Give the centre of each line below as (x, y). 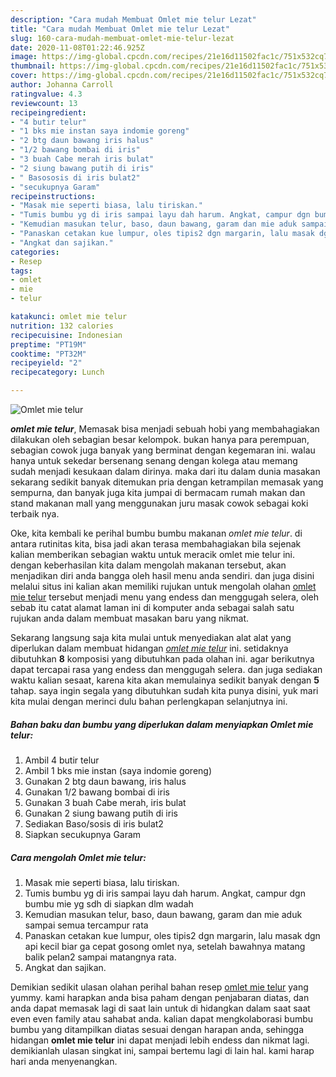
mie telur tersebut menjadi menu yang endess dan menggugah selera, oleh (165, 597)
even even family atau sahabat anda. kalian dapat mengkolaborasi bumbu (162, 1018)
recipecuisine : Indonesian (66, 335)
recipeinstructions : (53, 196)
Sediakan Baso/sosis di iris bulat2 (94, 823)
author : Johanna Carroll (62, 85)
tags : (21, 271)
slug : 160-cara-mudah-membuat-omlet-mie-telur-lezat (122, 38)
